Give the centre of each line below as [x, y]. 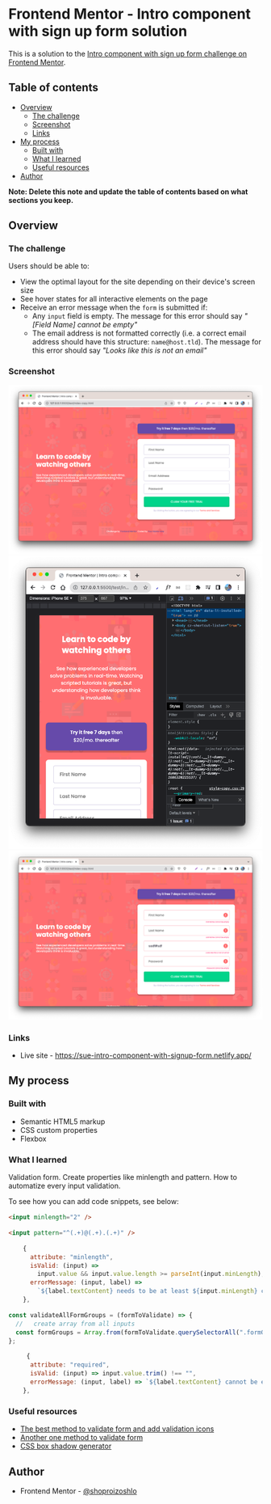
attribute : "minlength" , [71, 1257]
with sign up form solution [98, 31]
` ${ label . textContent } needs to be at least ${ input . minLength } [148, 1291]
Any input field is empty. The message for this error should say [137, 316]
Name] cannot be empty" [95, 325]
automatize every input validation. [65, 1186]
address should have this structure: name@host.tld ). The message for [147, 342]
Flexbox [33, 1139]
